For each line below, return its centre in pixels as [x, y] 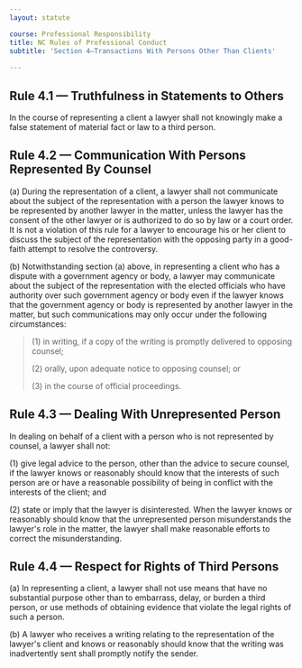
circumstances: [38, 324]
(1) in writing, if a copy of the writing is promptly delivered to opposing [162, 341]
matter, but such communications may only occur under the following [138, 314]
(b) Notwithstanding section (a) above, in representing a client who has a [145, 266]
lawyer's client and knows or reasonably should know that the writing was [146, 644]
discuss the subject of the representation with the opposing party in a [139, 239]
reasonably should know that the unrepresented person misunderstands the [151, 519]
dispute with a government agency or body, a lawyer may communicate [142, 275]
